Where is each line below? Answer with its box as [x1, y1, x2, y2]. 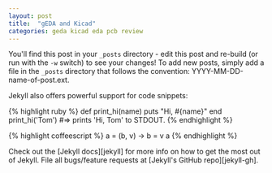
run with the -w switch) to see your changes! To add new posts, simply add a [8, 58, 265, 67]
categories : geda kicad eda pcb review [8, 27, 144, 35]
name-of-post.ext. [8, 75, 70, 85]
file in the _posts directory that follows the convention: [8, 67, 191, 76]
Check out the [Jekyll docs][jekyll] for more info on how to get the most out [8, 147, 261, 157]
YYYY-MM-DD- [191, 67, 244, 76]
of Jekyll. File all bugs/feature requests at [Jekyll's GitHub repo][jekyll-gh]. [8, 155, 259, 165]
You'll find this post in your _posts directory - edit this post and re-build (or [8, 50, 258, 59]
